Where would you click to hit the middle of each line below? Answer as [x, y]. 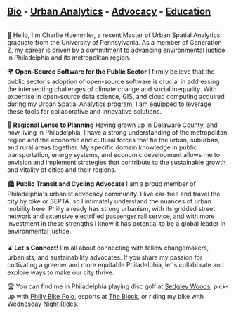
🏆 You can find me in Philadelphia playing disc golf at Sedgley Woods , [110, 286]
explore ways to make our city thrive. [61, 272]
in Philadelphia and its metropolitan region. [69, 57]
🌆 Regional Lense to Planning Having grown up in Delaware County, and [112, 125]
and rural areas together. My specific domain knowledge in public [102, 147]
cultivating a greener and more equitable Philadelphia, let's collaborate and [116, 264]
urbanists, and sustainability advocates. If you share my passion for [105, 257]
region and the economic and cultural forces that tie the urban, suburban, [113, 140]
